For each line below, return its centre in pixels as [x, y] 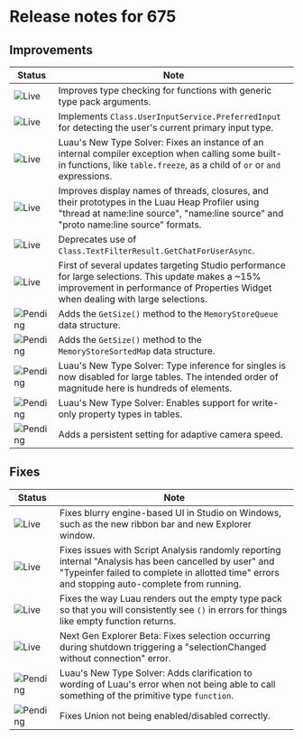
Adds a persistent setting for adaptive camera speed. [170, 434]
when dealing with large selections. [133, 299]
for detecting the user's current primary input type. [166, 128]
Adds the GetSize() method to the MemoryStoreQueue [168, 314]
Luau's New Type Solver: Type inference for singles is [172, 365]
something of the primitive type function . [147, 695]
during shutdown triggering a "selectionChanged [163, 647]
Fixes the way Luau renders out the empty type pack [170, 598]
